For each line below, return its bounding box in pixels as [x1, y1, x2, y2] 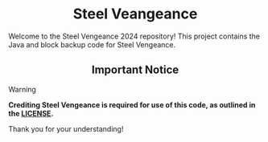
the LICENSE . [8, 108, 54, 118]
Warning [8, 84, 36, 94]
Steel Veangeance [72, 5, 198, 23]
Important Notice [91, 63, 179, 77]
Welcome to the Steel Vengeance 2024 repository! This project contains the [8, 31, 260, 41]
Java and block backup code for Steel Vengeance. [8, 39, 176, 49]
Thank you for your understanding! [8, 124, 124, 133]
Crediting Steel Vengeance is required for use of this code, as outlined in [8, 99, 256, 109]
